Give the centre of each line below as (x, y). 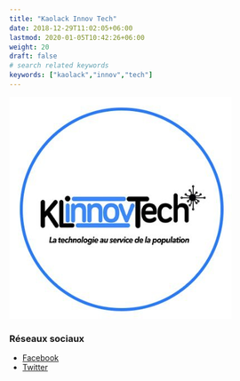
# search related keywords (59, 66)
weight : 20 (29, 47)
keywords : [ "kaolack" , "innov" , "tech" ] (81, 75)
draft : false (33, 56)
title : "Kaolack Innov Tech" (63, 19)
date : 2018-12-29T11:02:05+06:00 (71, 28)
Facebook (40, 358)
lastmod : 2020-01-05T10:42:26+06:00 (77, 37)
